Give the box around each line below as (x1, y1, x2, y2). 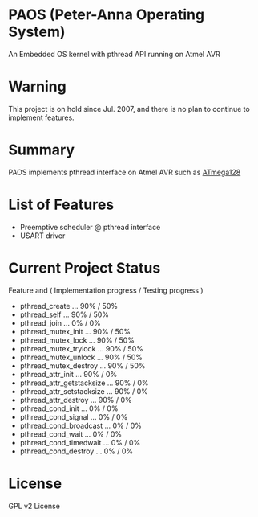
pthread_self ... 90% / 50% (19, 310, 110, 319)
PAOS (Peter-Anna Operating (8, 6, 205, 24)
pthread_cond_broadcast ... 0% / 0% (19, 421, 143, 430)
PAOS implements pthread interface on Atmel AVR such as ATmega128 (8, 167, 241, 177)
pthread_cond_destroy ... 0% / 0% (19, 446, 134, 456)
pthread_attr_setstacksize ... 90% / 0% (19, 386, 148, 396)
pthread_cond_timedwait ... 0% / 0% (19, 437, 141, 447)
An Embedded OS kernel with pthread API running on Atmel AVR (8, 49, 220, 59)
